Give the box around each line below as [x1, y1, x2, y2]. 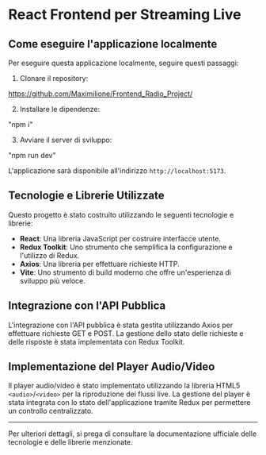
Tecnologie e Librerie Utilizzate [8, 189, 165, 202]
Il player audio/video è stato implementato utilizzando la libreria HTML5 [8, 381, 241, 391]
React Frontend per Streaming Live [8, 6, 241, 24]
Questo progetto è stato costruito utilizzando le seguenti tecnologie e [8, 210, 234, 219]
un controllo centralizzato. [8, 407, 93, 416]
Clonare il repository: [19, 74, 89, 83]
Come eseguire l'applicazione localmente [8, 37, 218, 51]
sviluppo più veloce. [19, 276, 85, 285]
